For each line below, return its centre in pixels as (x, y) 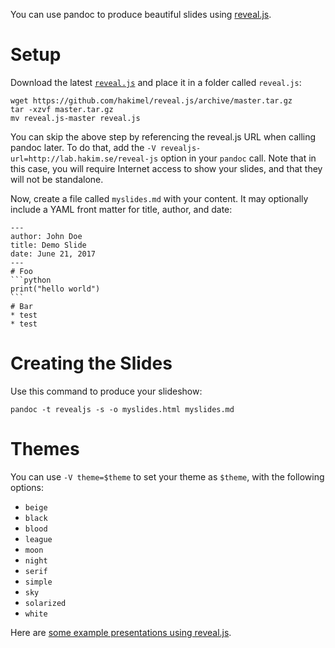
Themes (45, 449)
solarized (45, 603)
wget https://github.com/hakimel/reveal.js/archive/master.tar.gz (151, 100)
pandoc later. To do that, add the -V (83, 147)
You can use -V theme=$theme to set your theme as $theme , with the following (167, 476)
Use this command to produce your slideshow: (106, 391)
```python (31, 280)
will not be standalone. (57, 179)
